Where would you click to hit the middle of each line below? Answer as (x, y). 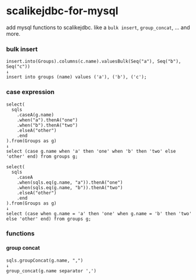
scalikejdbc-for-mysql (62, 11)
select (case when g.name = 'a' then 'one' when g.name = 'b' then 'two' (99, 213)
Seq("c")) (18, 67)
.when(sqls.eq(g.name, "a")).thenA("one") (70, 183)
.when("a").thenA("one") (47, 120)
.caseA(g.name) (36, 115)
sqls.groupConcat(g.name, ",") (45, 260)
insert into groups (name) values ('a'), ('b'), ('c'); (76, 77)
